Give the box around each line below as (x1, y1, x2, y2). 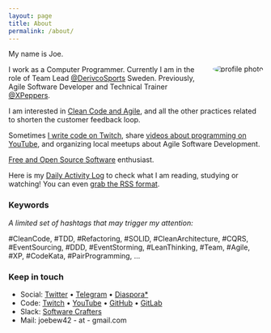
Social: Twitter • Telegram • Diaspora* (19, 289, 149, 299)
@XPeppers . (8, 91, 51, 100)
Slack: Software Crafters (19, 306, 103, 316)
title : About (8, 19, 53, 28)
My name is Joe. (8, 49, 64, 59)
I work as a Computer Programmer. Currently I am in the (8, 65, 195, 75)
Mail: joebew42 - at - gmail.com (19, 315, 127, 325)
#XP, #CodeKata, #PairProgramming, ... (8, 250, 141, 260)
